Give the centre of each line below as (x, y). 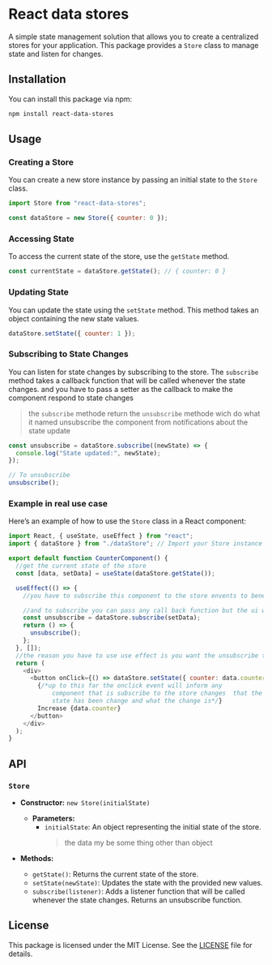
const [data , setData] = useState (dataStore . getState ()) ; (116, 573)
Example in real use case (58, 504)
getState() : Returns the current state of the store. (115, 874)
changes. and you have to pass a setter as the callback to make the (121, 389)
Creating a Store (41, 162)
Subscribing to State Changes (68, 354)
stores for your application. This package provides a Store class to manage (134, 45)
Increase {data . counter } (79, 708)
